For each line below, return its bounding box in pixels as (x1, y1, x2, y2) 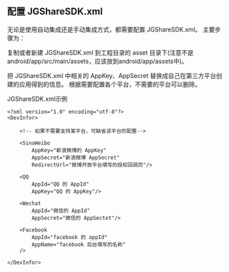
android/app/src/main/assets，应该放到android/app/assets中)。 (7, 57, 189, 65)
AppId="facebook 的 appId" (32, 234, 108, 240)
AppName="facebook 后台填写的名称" (32, 241, 126, 248)
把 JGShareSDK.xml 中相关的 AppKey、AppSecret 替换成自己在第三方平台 (7, 71, 217, 79)
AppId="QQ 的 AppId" (32, 180, 89, 188)
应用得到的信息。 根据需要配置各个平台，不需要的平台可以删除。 (19, 80, 201, 88)
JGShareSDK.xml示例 (7, 95, 68, 103)
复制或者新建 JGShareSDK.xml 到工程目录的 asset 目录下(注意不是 (7, 48, 194, 56)
